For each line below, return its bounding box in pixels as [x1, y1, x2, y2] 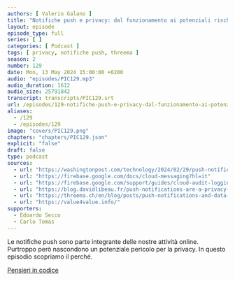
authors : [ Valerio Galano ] [7, 10, 92, 17]
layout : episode [7, 23, 55, 30]
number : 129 [7, 62, 42, 69]
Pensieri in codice [7, 266, 59, 274]
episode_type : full [7, 29, 64, 37]
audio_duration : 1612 [7, 82, 71, 89]
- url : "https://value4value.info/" [13, 199, 120, 206]
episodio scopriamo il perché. [7, 252, 93, 261]
